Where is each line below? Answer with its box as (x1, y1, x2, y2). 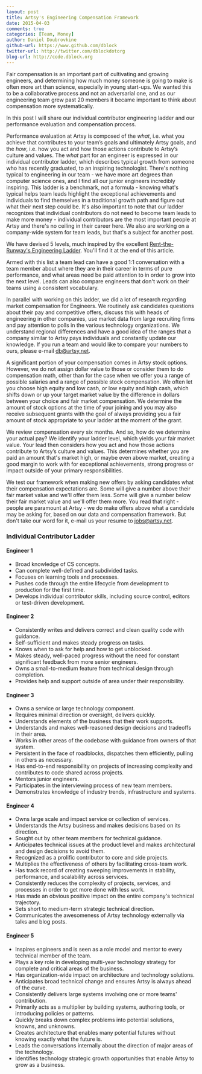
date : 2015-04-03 (6, 20, 50, 26)
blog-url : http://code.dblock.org (6, 54, 93, 60)
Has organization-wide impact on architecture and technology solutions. (14, 971, 195, 979)
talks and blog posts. (14, 918, 68, 925)
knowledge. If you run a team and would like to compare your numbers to (6, 341, 189, 348)
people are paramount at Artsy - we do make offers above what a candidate (6, 504, 195, 511)
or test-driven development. (14, 599, 85, 606)
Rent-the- (150, 240, 174, 248)
